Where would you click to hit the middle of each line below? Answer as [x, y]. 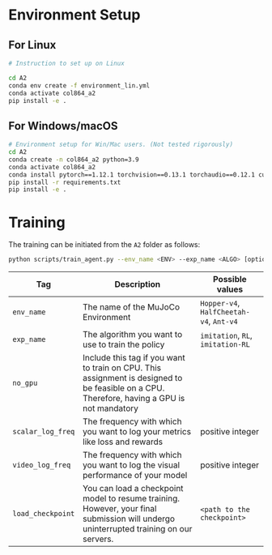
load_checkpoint [44, 514]
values [230, 289]
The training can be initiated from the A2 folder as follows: [104, 245]
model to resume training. [131, 498]
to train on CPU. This [122, 368]
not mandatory [110, 408]
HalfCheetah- [225, 312]
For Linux [32, 45]
